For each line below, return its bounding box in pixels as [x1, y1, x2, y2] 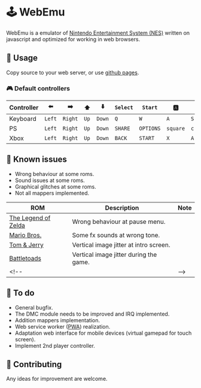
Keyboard [9, 115, 37, 123]
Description [105, 204, 139, 212]
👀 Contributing [6, 359, 62, 369]
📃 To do [6, 288, 35, 298]
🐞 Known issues [6, 154, 67, 165]
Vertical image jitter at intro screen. [72, 241, 170, 249]
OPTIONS [139, 125, 161, 132]
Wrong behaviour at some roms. [14, 170, 95, 177]
